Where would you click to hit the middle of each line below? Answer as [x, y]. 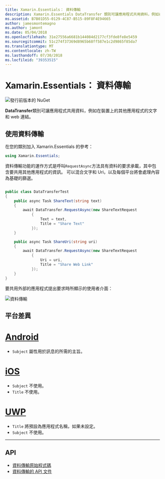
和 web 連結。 [19, 117]
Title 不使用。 [27, 392]
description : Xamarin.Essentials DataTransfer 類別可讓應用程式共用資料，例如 [82, 14]
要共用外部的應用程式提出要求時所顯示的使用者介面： [59, 288]
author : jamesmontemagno [30, 23]
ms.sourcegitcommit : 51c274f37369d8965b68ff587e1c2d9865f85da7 [71, 42]
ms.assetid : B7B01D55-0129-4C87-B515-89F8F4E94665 [58, 19]
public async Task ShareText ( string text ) [58, 201]
